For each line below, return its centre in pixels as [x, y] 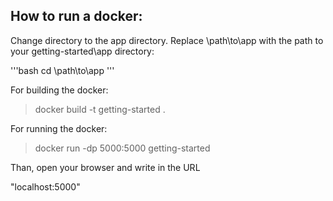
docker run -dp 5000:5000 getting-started [122, 148]
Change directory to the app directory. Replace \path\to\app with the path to [167, 40]
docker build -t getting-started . [100, 109]
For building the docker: [59, 90]
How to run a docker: [76, 16]
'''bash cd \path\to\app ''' [62, 70]
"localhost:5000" [45, 186]
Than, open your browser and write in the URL [105, 167]
